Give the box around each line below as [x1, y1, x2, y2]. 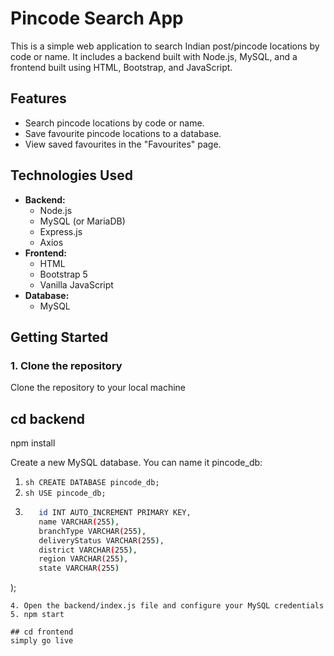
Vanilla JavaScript [39, 278, 114, 291]
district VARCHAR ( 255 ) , [38, 545, 138, 555]
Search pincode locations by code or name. [24, 117, 205, 129]
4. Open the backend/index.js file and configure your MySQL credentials [10, 601, 325, 611]
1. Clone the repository [10, 358, 123, 372]
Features [10, 90, 67, 107]
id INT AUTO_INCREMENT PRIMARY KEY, [38, 508, 192, 518]
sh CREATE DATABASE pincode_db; [24, 478, 160, 488]
